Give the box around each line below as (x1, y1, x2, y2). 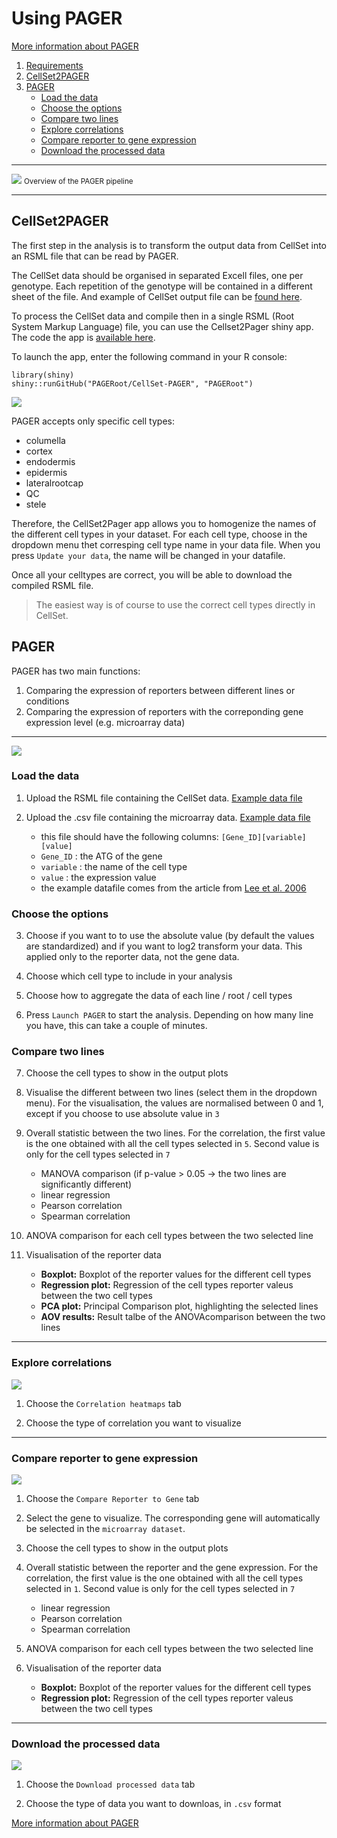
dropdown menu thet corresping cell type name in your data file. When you (11, 538, 321, 551)
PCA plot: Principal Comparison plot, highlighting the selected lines (40, 1300, 319, 1312)
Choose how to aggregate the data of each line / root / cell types (25, 990, 293, 1002)
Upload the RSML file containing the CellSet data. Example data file (25, 792, 303, 804)
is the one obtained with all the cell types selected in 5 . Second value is (25, 1138, 320, 1150)
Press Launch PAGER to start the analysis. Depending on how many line (25, 1009, 314, 1021)
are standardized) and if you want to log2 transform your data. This (25, 940, 303, 952)
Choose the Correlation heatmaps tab (25, 1397, 182, 1409)
